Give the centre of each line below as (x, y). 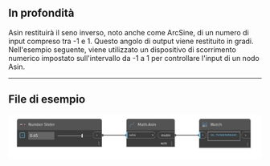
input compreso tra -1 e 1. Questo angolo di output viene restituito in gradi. (131, 41)
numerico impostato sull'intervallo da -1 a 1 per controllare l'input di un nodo (134, 58)
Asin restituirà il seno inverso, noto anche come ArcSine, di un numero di (129, 32)
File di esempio (47, 99)
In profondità (41, 13)
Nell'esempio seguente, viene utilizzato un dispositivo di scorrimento (123, 49)
